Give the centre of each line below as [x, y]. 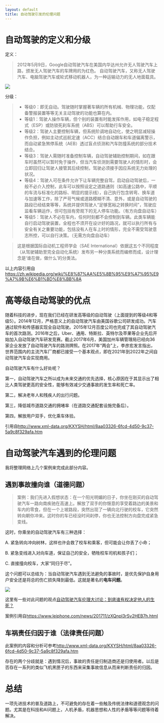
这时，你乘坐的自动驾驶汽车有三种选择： [46, 532]
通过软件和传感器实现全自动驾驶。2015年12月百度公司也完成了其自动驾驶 [78, 327]
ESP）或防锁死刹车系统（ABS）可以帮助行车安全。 [84, 125]
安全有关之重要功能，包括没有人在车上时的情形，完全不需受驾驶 [88, 229]
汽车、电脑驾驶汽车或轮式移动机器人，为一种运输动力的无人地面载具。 [88, 77]
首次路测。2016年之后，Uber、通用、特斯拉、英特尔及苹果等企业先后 [83, 333]
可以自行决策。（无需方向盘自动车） [77, 235]
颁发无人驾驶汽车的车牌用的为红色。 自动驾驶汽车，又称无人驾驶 [90, 71]
